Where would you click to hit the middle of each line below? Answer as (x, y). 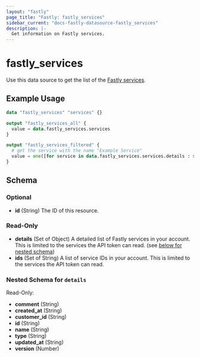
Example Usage (36, 99)
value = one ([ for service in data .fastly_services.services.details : (101, 156)
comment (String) (37, 304)
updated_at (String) (39, 342)
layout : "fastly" (28, 12)
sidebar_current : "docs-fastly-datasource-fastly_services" (82, 23)
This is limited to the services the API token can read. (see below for (99, 245)
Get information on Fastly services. (58, 34)
